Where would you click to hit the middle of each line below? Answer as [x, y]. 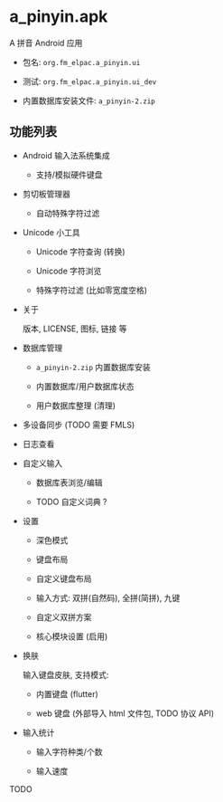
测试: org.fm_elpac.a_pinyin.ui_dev [89, 81]
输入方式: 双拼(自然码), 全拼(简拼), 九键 [108, 597]
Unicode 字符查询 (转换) [80, 252]
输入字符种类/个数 [69, 751]
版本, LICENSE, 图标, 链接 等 [74, 329]
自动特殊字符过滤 [68, 213]
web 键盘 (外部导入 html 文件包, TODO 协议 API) [125, 713]
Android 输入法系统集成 [66, 155]
